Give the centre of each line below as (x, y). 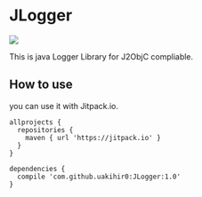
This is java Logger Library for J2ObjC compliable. (101, 56)
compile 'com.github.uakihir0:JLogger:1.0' (99, 177)
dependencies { (37, 169)
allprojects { (36, 122)
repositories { (45, 130)
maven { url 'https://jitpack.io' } (93, 138)
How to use (41, 85)
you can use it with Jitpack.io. (64, 106)
